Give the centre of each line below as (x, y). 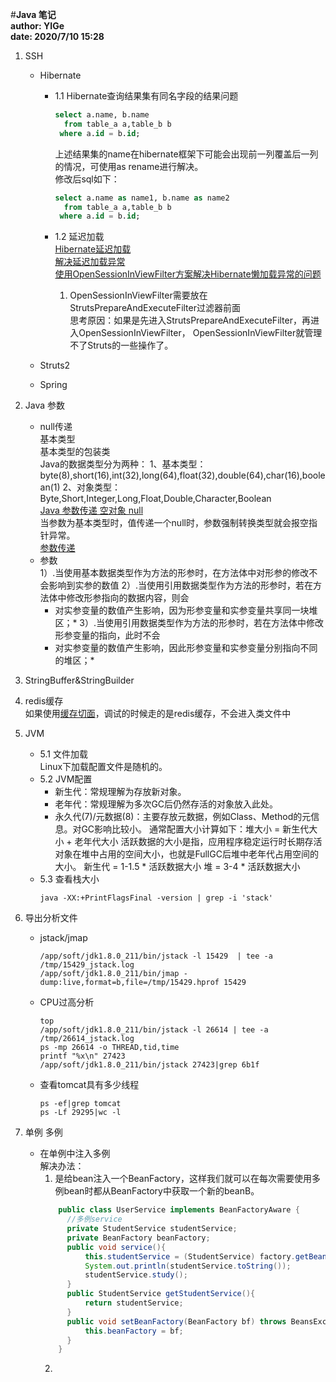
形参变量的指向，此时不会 (107, 635)
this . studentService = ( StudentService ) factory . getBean (205, 1256)
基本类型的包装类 (75, 452)
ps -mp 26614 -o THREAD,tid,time (109, 1048)
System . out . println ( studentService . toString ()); (188, 1266)
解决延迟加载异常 (90, 262)
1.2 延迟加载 (79, 237)
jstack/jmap (63, 938)
